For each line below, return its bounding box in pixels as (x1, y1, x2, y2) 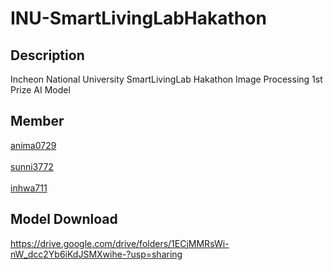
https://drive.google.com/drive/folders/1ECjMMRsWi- (10, 237, 230, 249)
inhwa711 (10, 182, 48, 194)
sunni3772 (10, 160, 54, 172)
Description (10, 47, 85, 64)
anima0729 (10, 139, 57, 151)
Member (10, 113, 65, 130)
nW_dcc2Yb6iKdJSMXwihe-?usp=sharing (10, 248, 183, 260)
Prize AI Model (10, 84, 71, 96)
